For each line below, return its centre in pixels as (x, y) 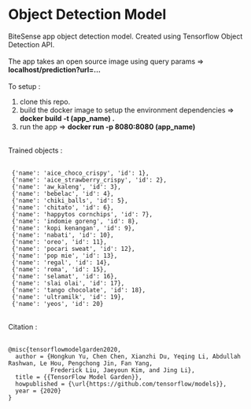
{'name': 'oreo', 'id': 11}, (59, 241)
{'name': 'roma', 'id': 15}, (59, 269)
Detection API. (31, 44)
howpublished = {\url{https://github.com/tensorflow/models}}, (121, 384)
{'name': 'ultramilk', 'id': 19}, (68, 297)
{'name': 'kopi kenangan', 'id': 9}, (73, 228)
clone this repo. (45, 101)
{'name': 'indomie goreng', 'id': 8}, (75, 221)
